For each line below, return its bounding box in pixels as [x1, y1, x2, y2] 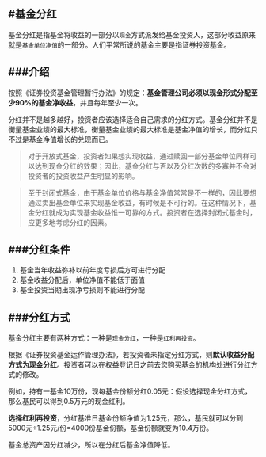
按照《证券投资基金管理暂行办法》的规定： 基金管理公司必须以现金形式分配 [8, 88, 251, 97]
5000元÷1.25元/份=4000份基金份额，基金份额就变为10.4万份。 [8, 423, 214, 433]
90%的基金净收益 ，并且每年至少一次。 [14, 97, 142, 107]
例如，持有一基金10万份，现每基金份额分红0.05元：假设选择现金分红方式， [8, 387, 252, 396]
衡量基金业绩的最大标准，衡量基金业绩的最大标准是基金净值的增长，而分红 [8, 124, 251, 134]
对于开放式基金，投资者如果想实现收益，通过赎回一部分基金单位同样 [27, 151, 250, 161]
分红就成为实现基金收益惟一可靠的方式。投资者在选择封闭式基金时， [34, 208, 257, 217]
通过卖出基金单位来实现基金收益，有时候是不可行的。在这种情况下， [27, 197, 250, 208]
